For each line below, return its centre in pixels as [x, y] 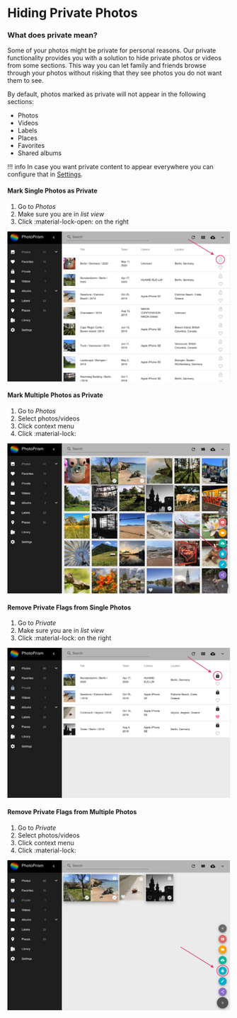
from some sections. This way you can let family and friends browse [107, 66]
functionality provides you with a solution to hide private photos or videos [114, 58]
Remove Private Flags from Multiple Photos [72, 812]
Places [27, 138]
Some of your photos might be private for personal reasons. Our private [112, 50]
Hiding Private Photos [73, 13]
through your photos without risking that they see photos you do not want [115, 73]
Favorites [31, 146]
